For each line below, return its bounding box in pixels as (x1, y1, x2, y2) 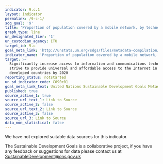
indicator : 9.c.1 (5, 7, 40, 12)
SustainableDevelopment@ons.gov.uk (5, 153, 81, 159)
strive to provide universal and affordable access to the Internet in (9, 66, 158, 71)
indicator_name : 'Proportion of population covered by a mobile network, (5, 52, 158, 57)
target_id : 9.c (5, 43, 36, 48)
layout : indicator (5, 12, 42, 17)
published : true (5, 89, 38, 93)
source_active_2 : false (5, 102, 53, 107)
